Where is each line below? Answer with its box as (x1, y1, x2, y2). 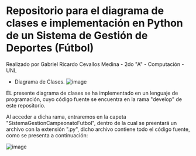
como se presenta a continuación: (6, 131, 88, 138)
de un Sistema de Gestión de (6, 29, 148, 42)
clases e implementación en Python (6, 16, 183, 30)
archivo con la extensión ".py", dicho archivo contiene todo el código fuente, (6, 126, 190, 133)
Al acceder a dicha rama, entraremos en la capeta (6, 113, 127, 120)
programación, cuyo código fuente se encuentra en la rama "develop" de (6, 95, 183, 103)
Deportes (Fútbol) (6, 41, 94, 55)
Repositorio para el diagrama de (6, 4, 164, 18)
